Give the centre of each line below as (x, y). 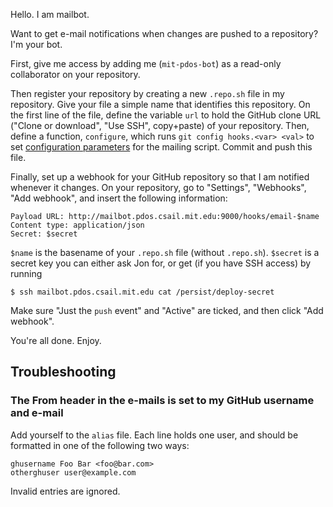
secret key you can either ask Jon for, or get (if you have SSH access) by (161, 263)
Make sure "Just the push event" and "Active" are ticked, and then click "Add (167, 310)
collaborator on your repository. (75, 74)
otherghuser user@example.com (73, 472)
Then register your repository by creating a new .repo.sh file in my (147, 93)
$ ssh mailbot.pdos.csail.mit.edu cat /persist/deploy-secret (142, 292)
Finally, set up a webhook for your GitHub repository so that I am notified (160, 177)
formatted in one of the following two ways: (100, 445)
